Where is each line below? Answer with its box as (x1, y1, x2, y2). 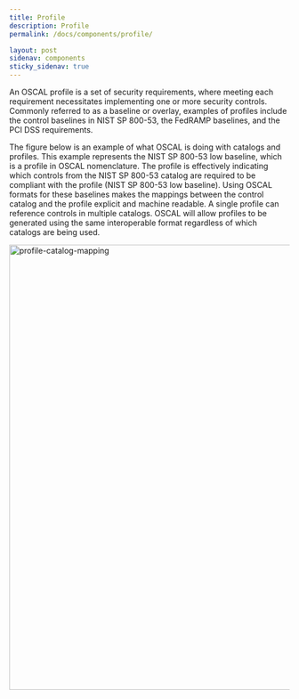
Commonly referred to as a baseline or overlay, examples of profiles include (9, 106, 287, 116)
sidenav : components (9, 54, 86, 63)
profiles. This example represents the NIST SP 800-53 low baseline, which (9, 151, 283, 161)
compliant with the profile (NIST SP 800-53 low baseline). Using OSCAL (9, 180, 273, 190)
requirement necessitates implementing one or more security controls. (9, 96, 268, 107)
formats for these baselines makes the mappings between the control (9, 189, 264, 199)
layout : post (9, 45, 58, 54)
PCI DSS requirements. (9, 125, 93, 134)
